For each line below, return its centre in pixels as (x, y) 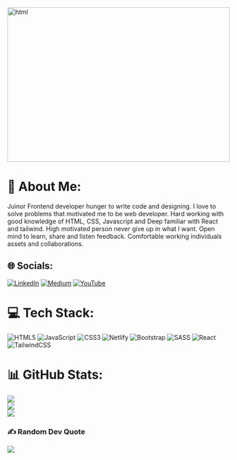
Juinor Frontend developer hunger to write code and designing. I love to (112, 206)
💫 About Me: (44, 187)
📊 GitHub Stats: (55, 375)
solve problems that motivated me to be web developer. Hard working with (116, 213)
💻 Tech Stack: (51, 313)
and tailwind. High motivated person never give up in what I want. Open (111, 228)
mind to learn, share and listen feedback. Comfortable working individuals (115, 236)
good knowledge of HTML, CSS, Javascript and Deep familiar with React (113, 221)
